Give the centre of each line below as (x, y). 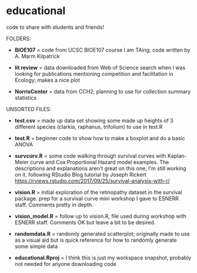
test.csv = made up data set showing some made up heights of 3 (94, 120)
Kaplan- (177, 156)
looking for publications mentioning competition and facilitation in (94, 74)
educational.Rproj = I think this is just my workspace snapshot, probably (103, 258)
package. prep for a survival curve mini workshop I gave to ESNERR (97, 198)
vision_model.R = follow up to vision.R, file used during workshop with (101, 216)
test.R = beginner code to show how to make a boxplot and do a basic (100, 138)
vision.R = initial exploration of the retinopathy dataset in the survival (98, 192)
